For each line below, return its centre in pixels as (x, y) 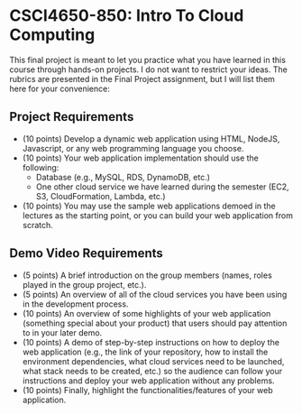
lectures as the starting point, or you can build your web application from (157, 215)
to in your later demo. (62, 332)
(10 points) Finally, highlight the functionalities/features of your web (147, 390)
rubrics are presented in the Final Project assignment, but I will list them (142, 78)
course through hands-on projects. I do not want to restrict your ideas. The (149, 69)
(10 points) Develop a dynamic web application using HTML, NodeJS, (151, 138)
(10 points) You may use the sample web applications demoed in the (149, 206)
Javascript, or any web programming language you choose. (133, 148)
